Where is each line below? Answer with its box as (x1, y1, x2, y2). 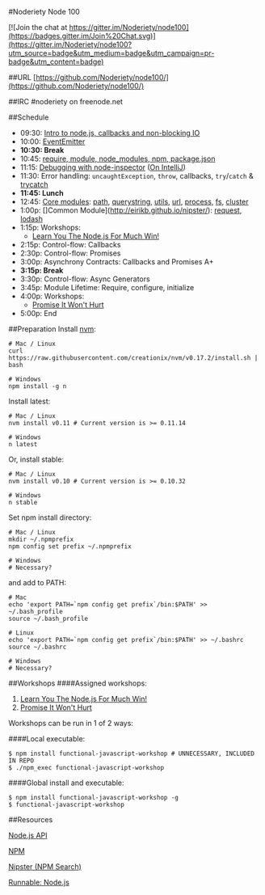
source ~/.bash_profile (8, 614, 89, 623)
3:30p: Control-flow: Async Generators (19, 274, 151, 284)
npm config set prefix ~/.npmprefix (8, 542, 132, 551)
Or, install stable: (8, 454, 65, 464)
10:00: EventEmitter (19, 137, 86, 146)
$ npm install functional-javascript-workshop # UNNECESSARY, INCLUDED (8, 749, 254, 758)
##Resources (8, 815, 53, 824)
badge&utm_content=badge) (8, 57, 104, 66)
